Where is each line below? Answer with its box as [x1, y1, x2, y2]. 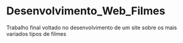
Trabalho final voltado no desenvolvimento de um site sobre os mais [6, 24, 178, 31]
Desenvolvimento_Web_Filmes [6, 4, 165, 18]
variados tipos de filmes [6, 30, 67, 37]
